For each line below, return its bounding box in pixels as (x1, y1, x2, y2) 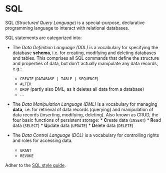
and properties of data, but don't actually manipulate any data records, (12, 60, 158, 66)
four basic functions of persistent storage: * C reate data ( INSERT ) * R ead (12, 117, 161, 123)
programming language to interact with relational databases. (5, 25, 129, 31)
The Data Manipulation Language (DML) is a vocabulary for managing (12, 101, 157, 107)
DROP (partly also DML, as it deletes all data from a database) (19, 86, 144, 92)
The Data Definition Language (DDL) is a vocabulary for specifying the (12, 44, 158, 50)
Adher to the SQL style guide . (5, 162, 66, 168)
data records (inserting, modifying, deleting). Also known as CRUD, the (12, 111, 158, 118)
